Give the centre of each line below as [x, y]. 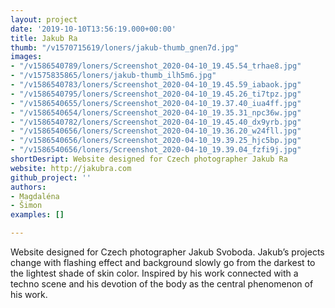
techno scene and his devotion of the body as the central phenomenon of [162, 284]
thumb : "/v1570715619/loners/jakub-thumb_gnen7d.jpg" [125, 47]
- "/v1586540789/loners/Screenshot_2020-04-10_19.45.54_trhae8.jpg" [156, 66]
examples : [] [37, 215]
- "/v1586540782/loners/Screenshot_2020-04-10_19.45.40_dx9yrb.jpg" [156, 122]
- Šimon [26, 206]
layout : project [44, 19]
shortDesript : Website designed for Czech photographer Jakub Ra [149, 159]
